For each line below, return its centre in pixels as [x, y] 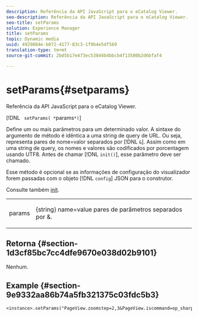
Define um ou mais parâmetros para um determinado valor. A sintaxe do [93, 129]
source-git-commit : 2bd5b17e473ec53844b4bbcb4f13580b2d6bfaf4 [84, 55]
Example [22, 285]
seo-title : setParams [33, 22]
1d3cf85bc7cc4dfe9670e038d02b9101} [82, 252]
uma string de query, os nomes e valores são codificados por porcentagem [98, 148]
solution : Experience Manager [43, 28]
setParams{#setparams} [68, 90]
